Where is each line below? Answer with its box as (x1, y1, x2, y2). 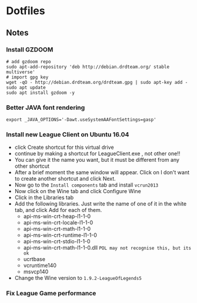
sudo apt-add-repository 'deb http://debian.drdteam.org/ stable (6, 64, 169, 70)
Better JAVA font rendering (6, 103, 85, 112)
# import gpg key (6, 74, 49, 80)
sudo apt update (6, 84, 46, 90)
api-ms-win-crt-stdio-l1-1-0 (23, 238, 91, 245)
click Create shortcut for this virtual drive (14, 144, 114, 151)
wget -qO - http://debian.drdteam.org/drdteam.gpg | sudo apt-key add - (6, 79, 188, 85)
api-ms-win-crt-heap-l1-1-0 (23, 213, 91, 220)
